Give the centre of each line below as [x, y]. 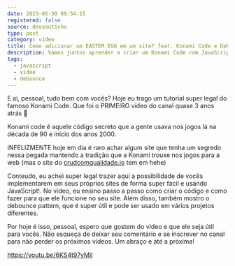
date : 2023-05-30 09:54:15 [47, 14]
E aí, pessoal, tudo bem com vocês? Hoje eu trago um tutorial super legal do [117, 98]
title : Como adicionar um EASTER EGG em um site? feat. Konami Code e [112, 46]
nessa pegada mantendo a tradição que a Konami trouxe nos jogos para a [114, 155]
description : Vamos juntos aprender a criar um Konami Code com [103, 53]
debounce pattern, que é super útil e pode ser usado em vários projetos [111, 206]
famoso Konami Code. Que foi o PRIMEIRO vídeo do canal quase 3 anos [111, 106]
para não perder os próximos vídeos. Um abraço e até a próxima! [101, 242]
